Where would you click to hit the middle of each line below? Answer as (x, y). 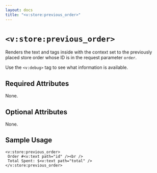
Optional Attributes (36, 112)
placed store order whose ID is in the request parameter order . (71, 58)
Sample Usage (29, 140)
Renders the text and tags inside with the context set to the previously (79, 52)
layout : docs (19, 10)
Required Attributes (37, 83)
